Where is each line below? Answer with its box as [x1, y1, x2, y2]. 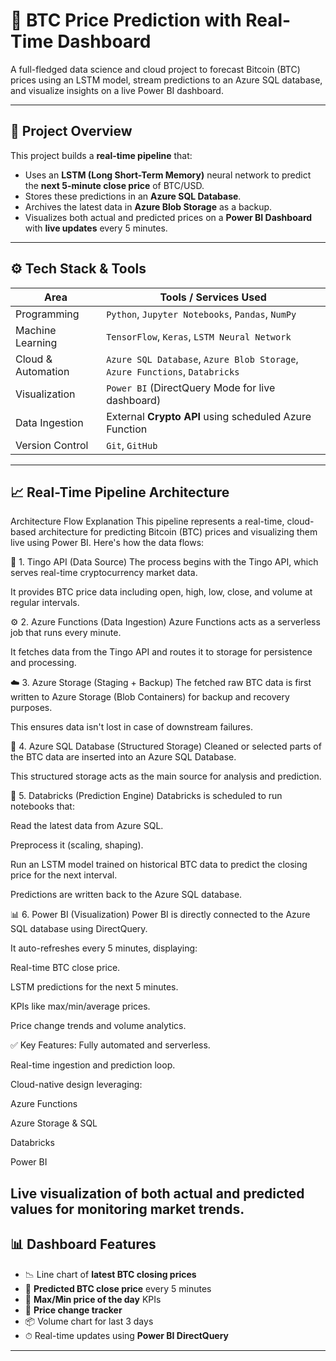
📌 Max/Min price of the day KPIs [24, 1293, 162, 1305]
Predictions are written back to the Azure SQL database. [10, 889, 243, 901]
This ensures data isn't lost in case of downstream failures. [10, 721, 253, 733]
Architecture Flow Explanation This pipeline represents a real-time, [10, 515, 285, 528]
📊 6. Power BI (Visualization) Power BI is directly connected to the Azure [10, 909, 311, 921]
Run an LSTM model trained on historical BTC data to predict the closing [10, 859, 308, 871]
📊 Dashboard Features [10, 1236, 157, 1253]
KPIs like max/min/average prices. [10, 1000, 151, 1013]
